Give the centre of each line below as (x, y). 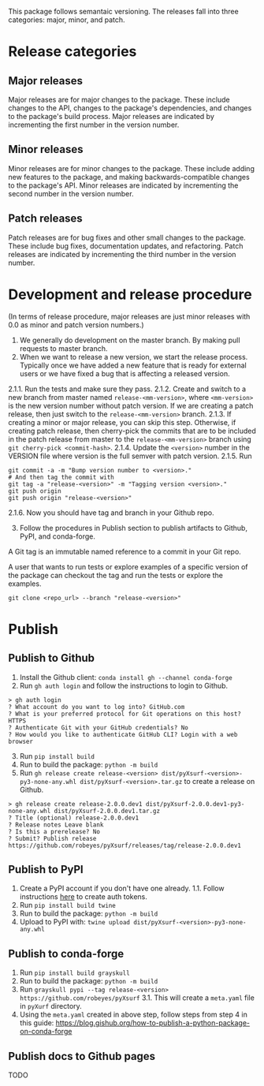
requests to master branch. (63, 348)
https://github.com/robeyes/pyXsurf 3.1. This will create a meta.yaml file (137, 998)
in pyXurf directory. (51, 1006)
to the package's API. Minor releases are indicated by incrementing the (123, 185)
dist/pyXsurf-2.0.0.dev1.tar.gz (107, 811)
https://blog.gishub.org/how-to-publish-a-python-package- (153, 1023)
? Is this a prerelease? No (54, 831)
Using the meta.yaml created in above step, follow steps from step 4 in (134, 1015)
